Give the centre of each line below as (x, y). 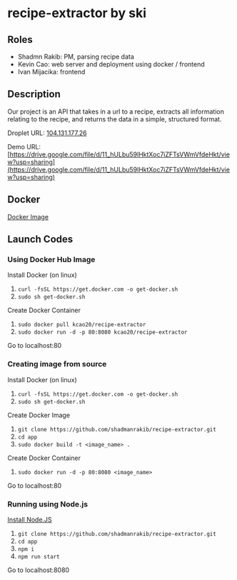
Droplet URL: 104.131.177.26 (47, 133)
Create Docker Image (39, 415)
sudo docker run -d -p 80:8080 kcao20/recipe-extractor (102, 332)
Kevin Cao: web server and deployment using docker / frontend (111, 64)
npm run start (39, 556)
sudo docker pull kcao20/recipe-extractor (82, 325)
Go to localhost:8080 (39, 570)
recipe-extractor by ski (77, 13)
